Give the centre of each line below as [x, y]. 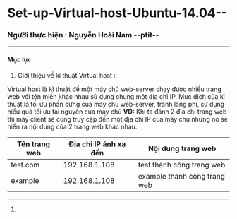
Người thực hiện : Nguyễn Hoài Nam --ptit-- [83, 35]
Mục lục [19, 60]
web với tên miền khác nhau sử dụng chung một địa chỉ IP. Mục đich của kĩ [116, 96]
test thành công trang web [182, 165]
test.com [25, 165]
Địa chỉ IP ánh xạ [97, 144]
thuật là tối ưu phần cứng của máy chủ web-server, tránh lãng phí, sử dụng [116, 104]
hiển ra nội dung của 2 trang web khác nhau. [72, 126]
